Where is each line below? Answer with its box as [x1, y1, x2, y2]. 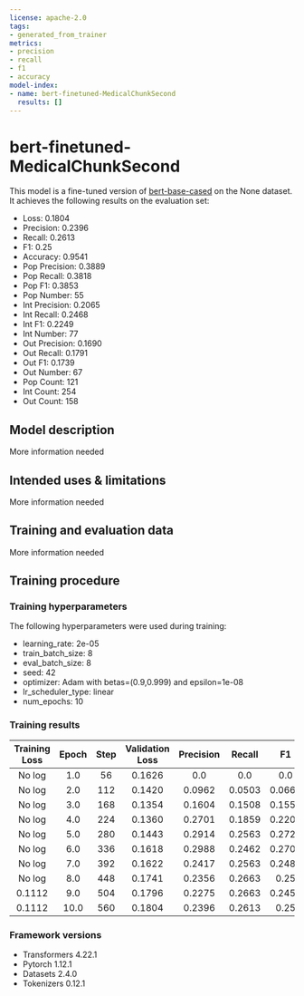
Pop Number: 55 [22, 290, 84, 301]
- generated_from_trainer [9, 30, 107, 39]
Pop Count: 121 [22, 377, 79, 388]
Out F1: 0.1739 [22, 357, 75, 368]
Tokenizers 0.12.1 [22, 978, 86, 989]
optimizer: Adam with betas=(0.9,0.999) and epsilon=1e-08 [22, 677, 244, 688]
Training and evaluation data [9, 523, 174, 538]
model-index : [9, 81, 59, 90]
